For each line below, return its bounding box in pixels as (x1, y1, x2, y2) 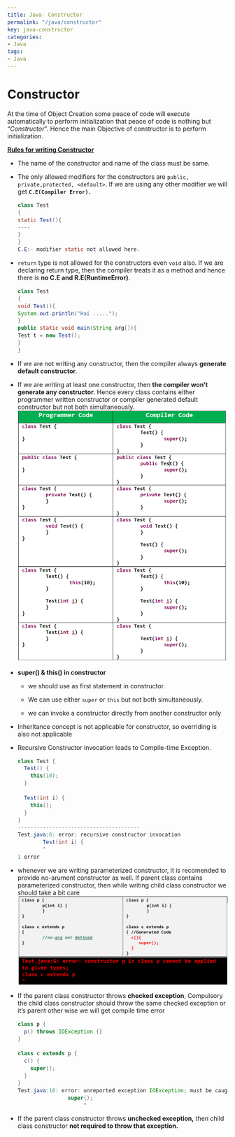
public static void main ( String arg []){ (17, 325, 137, 332)
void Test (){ (17, 303, 56, 310)
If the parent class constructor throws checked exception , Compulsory (17, 991, 223, 999)
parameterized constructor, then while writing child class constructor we (17, 881, 227, 889)
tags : (7, 48, 23, 55)
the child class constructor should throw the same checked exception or (17, 999, 226, 1007)
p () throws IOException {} (24, 1028, 103, 1035)
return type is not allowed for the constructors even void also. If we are (17, 259, 224, 267)
